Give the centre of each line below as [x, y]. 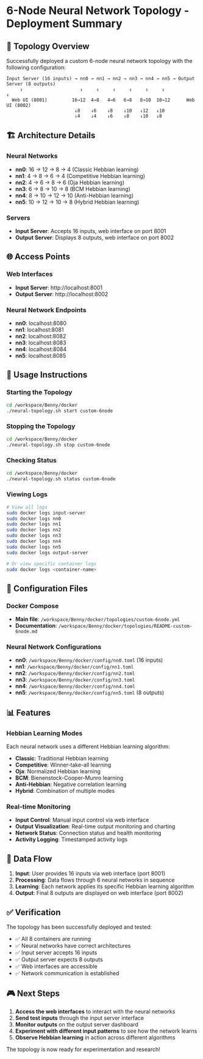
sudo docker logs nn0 [34, 518]
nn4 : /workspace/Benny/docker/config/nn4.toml [75, 686]
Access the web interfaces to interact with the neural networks [95, 1011]
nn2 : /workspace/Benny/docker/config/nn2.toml [75, 673]
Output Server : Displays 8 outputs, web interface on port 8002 [94, 237]
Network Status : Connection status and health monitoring [88, 833]
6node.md [26, 632]
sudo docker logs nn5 [34, 547]
